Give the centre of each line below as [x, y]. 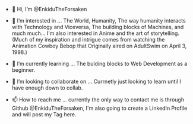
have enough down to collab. [47, 88]
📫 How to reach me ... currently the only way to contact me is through [98, 100]
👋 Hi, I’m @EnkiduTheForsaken [49, 9]
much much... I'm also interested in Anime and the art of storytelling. [96, 33]
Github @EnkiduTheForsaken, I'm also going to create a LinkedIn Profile [99, 108]
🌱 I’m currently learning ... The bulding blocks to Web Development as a [99, 63]
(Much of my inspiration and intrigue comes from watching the [88, 39]
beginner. [23, 70]
